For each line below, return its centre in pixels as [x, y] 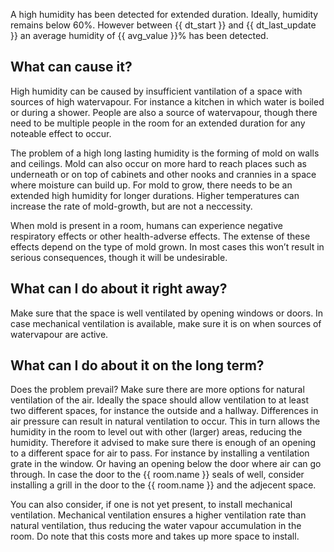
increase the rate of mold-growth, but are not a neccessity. [131, 206]
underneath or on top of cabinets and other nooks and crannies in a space [163, 174]
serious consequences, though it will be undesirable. [119, 257]
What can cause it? [71, 67]
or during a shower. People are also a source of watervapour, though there [164, 112]
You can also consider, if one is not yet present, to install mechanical [151, 505]
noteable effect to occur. [61, 133]
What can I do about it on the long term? [137, 365]
